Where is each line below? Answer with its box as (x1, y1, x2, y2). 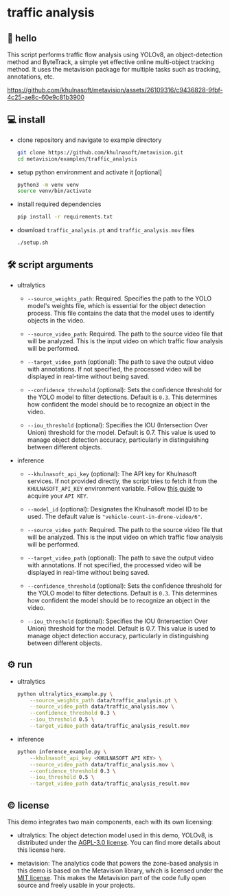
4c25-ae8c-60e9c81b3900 (7, 93, 84, 101)
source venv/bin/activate (16, 187, 91, 194)
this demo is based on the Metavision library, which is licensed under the (16, 866, 224, 875)
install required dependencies (16, 200, 102, 208)
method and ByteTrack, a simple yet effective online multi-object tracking (7, 58, 215, 66)
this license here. (16, 846, 66, 854)
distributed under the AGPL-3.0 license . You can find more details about (16, 839, 221, 846)
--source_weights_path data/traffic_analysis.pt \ (30, 697, 178, 704)
